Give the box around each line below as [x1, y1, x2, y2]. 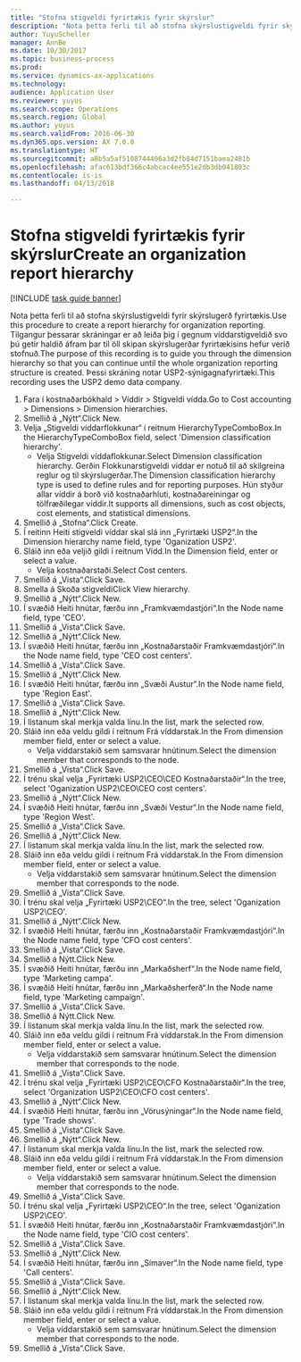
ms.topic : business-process [10, 54, 115, 63]
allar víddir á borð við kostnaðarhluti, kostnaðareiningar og [36, 489, 251, 500]
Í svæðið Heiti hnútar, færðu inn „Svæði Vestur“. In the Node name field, [22, 802, 284, 813]
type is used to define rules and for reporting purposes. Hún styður [36, 480, 284, 490]
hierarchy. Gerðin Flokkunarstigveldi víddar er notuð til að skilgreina [36, 461, 285, 472]
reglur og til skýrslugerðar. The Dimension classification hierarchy [36, 470, 276, 480]
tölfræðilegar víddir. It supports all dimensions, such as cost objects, [36, 498, 286, 509]
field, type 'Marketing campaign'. [22, 992, 146, 1003]
